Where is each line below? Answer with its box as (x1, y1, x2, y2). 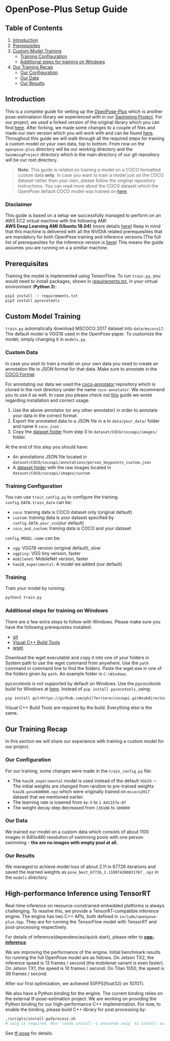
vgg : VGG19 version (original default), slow (12, 545, 101, 551)
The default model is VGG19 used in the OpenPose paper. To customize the (5, 331, 162, 337)
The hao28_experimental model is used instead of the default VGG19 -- (12, 777, 157, 784)
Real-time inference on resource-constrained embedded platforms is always (5, 902, 164, 908)
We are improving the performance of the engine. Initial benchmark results (5, 949, 161, 955)
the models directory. (5, 874, 48, 880)
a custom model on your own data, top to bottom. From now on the (5, 140, 145, 146)
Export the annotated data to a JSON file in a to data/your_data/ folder (12, 418, 160, 424)
